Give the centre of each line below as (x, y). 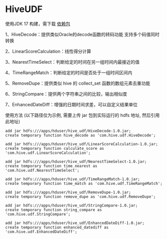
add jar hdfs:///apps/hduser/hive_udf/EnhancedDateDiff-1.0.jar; (75, 223)
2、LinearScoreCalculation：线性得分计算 (48, 51)
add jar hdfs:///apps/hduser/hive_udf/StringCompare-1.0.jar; (71, 205)
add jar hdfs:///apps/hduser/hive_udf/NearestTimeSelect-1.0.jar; (76, 161)
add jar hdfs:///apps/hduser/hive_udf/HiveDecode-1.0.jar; (68, 131)
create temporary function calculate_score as (55, 148)
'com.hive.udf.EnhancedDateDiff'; (41, 231)
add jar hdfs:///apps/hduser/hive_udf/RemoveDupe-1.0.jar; (68, 192)
